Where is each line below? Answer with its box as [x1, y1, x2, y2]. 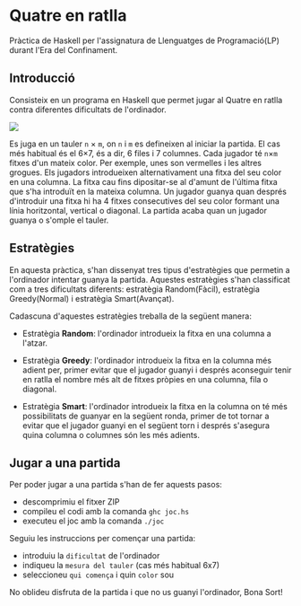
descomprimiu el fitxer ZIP [21, 496, 120, 507]
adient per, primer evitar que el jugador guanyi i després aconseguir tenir [21, 364, 292, 375]
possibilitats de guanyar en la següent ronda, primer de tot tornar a [21, 410, 270, 421]
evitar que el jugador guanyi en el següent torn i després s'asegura [21, 419, 271, 431]
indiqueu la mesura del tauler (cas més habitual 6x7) [21, 560, 220, 571]
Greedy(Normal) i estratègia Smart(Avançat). [9, 293, 175, 303]
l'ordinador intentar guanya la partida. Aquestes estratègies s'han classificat [9, 274, 291, 285]
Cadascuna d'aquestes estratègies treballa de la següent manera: [9, 311, 253, 321]
